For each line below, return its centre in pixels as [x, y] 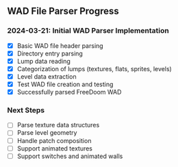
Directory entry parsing [50, 53]
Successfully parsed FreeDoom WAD [69, 92]
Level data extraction [47, 76]
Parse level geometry [47, 133]
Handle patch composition [54, 140]
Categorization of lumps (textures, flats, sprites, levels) [94, 68]
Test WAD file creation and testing [65, 84]
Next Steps [26, 110]
